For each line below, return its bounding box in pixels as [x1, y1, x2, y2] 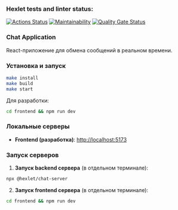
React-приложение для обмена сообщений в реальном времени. [6, 46, 173, 54]
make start [6, 86, 33, 92]
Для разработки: [6, 97, 49, 104]
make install [6, 75, 39, 81]
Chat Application [6, 33, 57, 42]
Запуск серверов [6, 151, 60, 159]
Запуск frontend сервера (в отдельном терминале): [14, 186, 149, 193]
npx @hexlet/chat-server [6, 175, 68, 181]
